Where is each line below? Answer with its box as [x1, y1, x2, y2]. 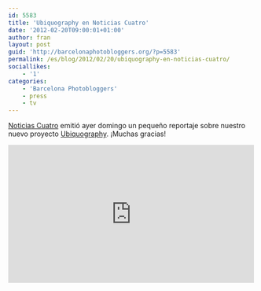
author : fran [8, 33, 51, 42]
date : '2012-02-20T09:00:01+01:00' [8, 26, 125, 34]
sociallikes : [8, 63, 51, 71]
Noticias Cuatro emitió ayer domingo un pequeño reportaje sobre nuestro [8, 121, 246, 131]
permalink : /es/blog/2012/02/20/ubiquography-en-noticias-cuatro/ [8, 56, 230, 64]
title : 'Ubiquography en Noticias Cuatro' [8, 19, 149, 27]
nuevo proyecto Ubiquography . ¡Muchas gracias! [8, 129, 167, 138]
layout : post [8, 41, 51, 49]
